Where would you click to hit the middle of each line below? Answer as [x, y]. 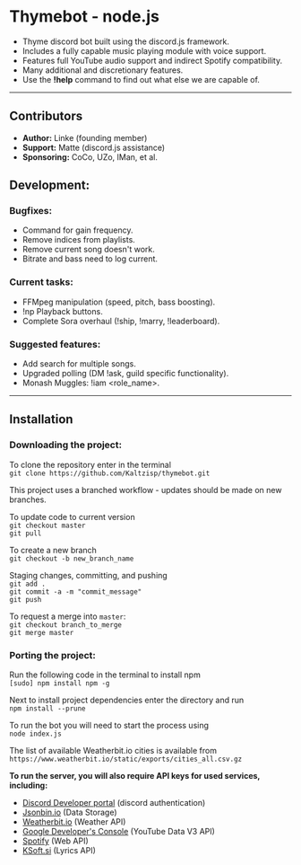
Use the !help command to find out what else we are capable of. [141, 79]
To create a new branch [53, 550]
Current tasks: [41, 282]
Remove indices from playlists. [79, 240]
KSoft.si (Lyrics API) [59, 851]
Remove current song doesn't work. [88, 250]
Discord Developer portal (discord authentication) [114, 803]
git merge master [42, 632]
